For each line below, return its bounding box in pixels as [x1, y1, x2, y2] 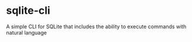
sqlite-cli [6, 4, 50, 17]
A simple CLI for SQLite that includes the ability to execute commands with [6, 23, 187, 30]
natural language [6, 29, 47, 36]
